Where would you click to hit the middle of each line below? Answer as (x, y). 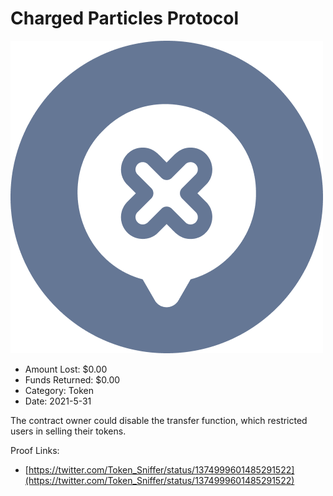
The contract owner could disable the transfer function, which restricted (159, 420)
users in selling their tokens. (68, 431)
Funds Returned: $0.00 (72, 379)
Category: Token (59, 390)
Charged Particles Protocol (125, 18)
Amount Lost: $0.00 (66, 369)
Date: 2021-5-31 (58, 401)
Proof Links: (35, 450)
